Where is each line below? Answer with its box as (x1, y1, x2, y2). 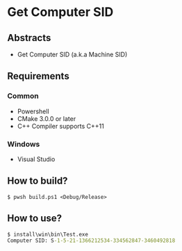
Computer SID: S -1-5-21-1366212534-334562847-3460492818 (7, 237, 176, 244)
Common (7, 91, 40, 101)
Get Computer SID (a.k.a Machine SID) (17, 50, 128, 58)
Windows (7, 139, 40, 149)
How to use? (7, 213, 63, 225)
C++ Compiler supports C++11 (17, 122, 104, 130)
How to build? (7, 175, 68, 187)
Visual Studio (17, 154, 56, 163)
